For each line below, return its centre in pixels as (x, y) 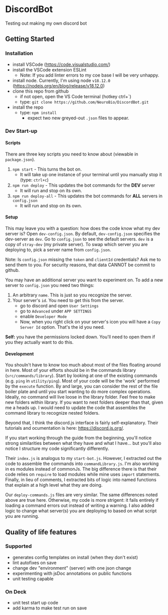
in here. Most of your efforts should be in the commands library (71, 370)
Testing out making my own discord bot (46, 23)
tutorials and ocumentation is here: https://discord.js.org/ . (65, 428)
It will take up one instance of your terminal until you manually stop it (91, 174)
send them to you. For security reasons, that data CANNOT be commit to (80, 265)
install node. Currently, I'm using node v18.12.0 (61, 80)
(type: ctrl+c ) (34, 180)
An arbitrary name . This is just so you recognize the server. (72, 295)
